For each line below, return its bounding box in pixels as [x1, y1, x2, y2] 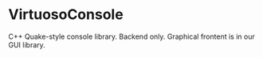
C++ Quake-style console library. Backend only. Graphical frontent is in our [8, 32, 255, 41]
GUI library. [8, 40, 45, 49]
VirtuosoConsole [8, 6, 124, 24]
